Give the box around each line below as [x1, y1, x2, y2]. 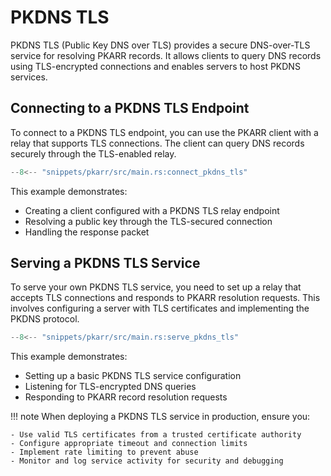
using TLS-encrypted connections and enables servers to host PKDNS [10, 60, 301, 72]
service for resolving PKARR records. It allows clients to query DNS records [10, 49, 322, 61]
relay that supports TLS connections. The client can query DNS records [10, 137, 305, 149]
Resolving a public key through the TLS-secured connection [24, 215, 273, 227]
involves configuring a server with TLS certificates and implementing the [10, 302, 310, 315]
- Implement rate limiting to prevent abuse [10, 447, 199, 458]
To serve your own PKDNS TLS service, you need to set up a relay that [10, 281, 302, 293]
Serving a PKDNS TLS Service [10, 255, 201, 272]
